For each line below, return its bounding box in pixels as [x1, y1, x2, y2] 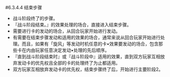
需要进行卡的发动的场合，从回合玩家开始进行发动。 [12, 28, 120, 34]
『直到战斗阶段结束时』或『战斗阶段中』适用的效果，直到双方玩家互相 [12, 54, 161, 60]
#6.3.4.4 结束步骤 [5, 5, 42, 10]
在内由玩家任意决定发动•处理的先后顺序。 [21, 47, 110, 53]
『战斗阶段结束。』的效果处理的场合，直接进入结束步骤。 [12, 22, 132, 28]
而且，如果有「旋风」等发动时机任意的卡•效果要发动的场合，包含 [21, 41, 159, 47]
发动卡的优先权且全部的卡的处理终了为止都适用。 [17, 60, 120, 66]
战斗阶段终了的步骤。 [12, 15, 58, 21]
